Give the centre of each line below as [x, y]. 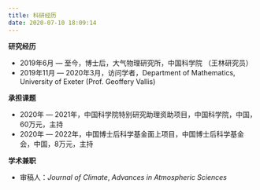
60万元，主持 [41, 124]
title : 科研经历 [32, 15]
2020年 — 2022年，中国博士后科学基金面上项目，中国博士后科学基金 [132, 133]
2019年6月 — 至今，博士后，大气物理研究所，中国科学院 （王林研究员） [136, 63]
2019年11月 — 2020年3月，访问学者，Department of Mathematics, [127, 72]
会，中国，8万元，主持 [56, 144]
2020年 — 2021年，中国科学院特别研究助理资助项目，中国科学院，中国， [138, 114]
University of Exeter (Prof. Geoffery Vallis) [87, 81]
